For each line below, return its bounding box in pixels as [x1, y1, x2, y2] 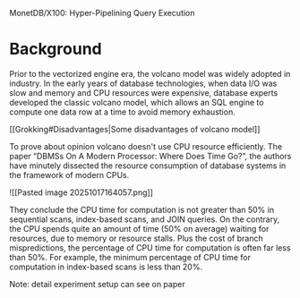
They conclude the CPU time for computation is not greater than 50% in [9, 204, 275, 215]
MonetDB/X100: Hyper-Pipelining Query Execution [9, 8, 195, 18]
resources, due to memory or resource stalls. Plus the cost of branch [9, 233, 263, 243]
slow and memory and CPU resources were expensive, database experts [9, 87, 279, 98]
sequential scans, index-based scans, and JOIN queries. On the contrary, [9, 214, 280, 225]
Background [9, 39, 102, 59]
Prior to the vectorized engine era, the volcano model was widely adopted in [9, 68, 291, 79]
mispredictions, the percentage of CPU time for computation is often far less [9, 242, 291, 253]
